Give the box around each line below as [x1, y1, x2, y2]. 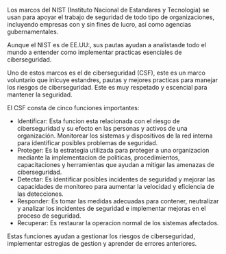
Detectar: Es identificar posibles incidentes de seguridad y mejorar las [16, 175, 216, 183]
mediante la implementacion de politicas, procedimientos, [16, 153, 180, 162]
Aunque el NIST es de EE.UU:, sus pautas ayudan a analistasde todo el [7, 41, 207, 49]
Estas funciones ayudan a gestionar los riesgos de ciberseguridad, [7, 232, 196, 240]
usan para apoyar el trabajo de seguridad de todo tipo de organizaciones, [7, 13, 214, 21]
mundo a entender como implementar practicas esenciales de [7, 48, 182, 56]
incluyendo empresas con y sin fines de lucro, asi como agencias [7, 21, 192, 28]
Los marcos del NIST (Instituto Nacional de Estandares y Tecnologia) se [7, 6, 210, 14]
